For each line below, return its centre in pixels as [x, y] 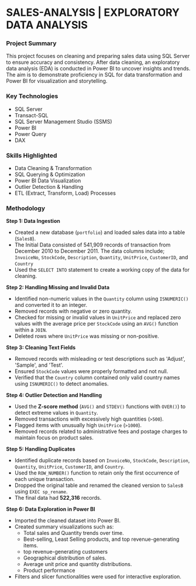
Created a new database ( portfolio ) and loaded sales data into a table [100, 232]
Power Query [30, 134]
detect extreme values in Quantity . [56, 413]
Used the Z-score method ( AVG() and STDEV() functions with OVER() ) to [100, 407]
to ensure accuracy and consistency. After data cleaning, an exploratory [93, 62]
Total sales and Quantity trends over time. [73, 533]
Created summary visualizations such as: [64, 527]
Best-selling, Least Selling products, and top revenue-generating [101, 539]
